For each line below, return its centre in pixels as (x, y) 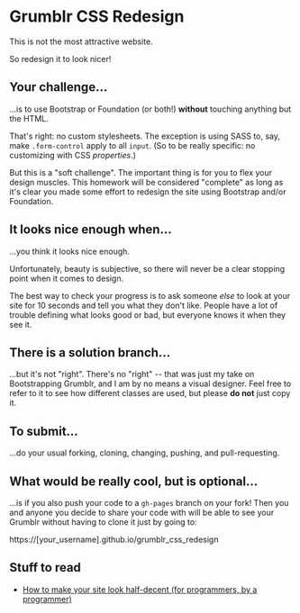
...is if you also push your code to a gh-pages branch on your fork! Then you (149, 503)
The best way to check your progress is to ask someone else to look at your (150, 295)
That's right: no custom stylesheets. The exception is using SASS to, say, (145, 136)
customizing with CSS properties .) (73, 155)
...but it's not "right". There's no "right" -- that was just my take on (132, 374)
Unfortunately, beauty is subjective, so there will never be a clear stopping (147, 268)
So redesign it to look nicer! (60, 59)
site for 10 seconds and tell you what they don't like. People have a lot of (144, 305)
